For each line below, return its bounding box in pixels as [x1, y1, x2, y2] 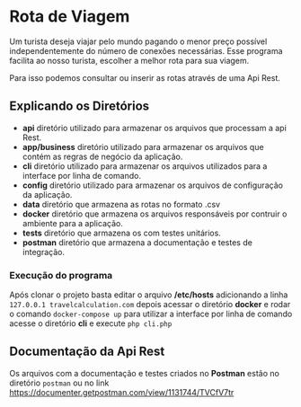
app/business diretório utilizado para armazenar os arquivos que [22, 141, 264, 152]
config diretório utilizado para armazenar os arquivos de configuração [22, 180, 283, 190]
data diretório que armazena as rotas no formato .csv [22, 199, 221, 209]
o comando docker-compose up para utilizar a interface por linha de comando [9, 308, 293, 320]
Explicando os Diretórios [9, 99, 150, 114]
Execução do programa [9, 269, 113, 281]
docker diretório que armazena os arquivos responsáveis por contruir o [22, 208, 288, 219]
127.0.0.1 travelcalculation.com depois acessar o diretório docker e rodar [9, 299, 291, 310]
